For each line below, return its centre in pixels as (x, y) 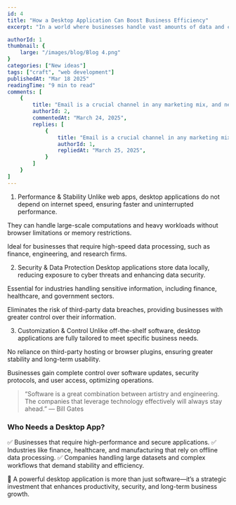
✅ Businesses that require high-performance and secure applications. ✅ (112, 442)
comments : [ (25, 92)
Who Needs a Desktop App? (56, 427)
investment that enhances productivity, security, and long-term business (112, 486)
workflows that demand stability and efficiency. (76, 465)
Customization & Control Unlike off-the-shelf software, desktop (109, 330)
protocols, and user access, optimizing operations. (81, 380)
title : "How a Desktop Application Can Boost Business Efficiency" (108, 20)
